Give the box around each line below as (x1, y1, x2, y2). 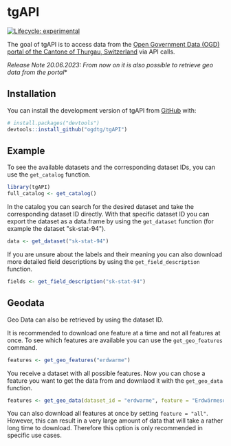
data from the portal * (7, 68, 67, 76)
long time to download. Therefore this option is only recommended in (7, 424, 203, 432)
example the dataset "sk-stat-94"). (7, 225, 107, 233)
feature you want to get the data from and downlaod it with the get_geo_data (7, 376, 223, 385)
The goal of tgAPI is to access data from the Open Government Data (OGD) (7, 40, 220, 48)
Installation (7, 88, 56, 100)
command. (7, 343, 38, 351)
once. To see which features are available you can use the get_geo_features (7, 336, 223, 344)
